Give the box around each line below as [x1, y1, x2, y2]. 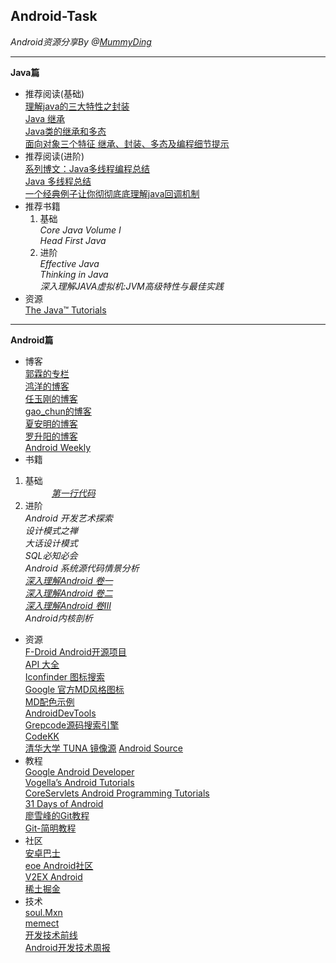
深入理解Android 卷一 [24, 574, 113, 586]
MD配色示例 [24, 695, 75, 708]
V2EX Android [24, 870, 83, 883]
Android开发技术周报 [24, 941, 111, 953]
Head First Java [39, 234, 107, 246]
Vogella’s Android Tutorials [24, 776, 135, 788]
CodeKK [24, 730, 60, 742]
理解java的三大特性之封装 [24, 100, 130, 112]
